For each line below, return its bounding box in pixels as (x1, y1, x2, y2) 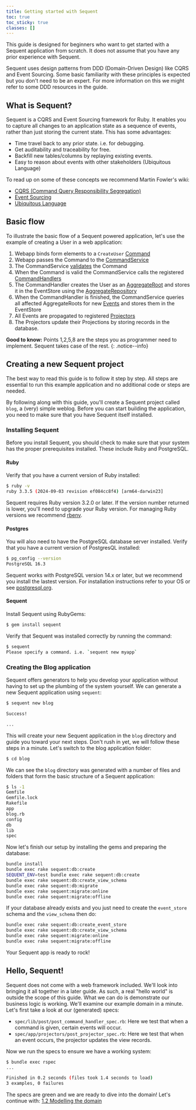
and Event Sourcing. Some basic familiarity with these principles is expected (6, 71, 190, 78)
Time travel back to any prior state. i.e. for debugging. (14, 140, 145, 147)
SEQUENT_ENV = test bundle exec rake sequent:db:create (6, 872, 140, 878)
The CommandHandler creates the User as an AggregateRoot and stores (14, 281, 190, 288)
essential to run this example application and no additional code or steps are (6, 381, 190, 388)
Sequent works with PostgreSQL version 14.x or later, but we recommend (6, 571, 183, 578)
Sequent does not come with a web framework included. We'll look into (6, 981, 178, 988)
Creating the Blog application (6, 663, 91, 671)
